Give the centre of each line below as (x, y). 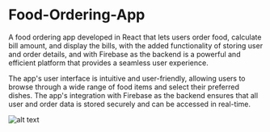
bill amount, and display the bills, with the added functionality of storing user (136, 45)
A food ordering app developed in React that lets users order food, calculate (135, 37)
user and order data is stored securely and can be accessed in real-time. (129, 104)
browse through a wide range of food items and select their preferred (124, 87)
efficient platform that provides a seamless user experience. (108, 63)
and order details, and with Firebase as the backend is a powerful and (124, 54)
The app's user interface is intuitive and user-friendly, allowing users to (127, 78)
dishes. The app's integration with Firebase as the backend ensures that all (133, 95)
